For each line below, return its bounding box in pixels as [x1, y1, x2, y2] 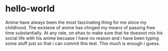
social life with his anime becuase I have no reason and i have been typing [5, 35, 159, 41]
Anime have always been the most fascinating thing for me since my [5, 19, 147, 25]
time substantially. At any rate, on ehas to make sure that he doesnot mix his [5, 30, 163, 36]
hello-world [5, 3, 55, 14]
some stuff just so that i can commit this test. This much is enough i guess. [5, 40, 160, 46]
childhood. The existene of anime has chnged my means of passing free [5, 24, 155, 30]
